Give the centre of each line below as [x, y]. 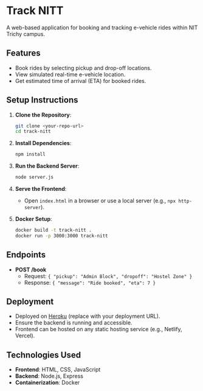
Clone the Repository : [43, 115]
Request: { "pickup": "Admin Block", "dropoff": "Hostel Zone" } [108, 276]
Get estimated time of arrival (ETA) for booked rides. [81, 81]
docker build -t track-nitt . [53, 230]
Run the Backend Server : [47, 166]
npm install [30, 154]
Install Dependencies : [43, 143]
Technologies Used [43, 355]
